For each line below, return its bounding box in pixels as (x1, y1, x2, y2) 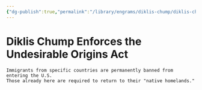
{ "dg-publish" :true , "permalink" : (6, 8, 90, 15)
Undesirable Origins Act (6, 47, 129, 61)
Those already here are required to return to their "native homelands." (6, 77, 195, 84)
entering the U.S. (6, 73, 52, 79)
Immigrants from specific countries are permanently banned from (6, 67, 173, 73)
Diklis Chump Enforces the (6, 34, 142, 48)
